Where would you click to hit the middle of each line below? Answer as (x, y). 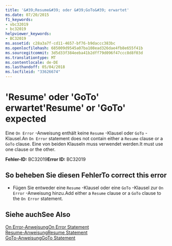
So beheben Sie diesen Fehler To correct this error (86, 175)
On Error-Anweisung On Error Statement (47, 227)
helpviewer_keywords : (28, 34)
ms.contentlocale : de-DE (32, 62)
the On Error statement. (38, 198)
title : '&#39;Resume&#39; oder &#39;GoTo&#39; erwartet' (67, 10)
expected (26, 119)
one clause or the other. (30, 149)
